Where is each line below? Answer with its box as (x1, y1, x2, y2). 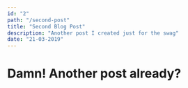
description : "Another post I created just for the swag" (7, 29, 179, 37)
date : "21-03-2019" (7, 36, 64, 43)
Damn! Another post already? (7, 66, 182, 82)
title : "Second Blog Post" (7, 23, 86, 30)
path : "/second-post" (7, 17, 70, 24)
